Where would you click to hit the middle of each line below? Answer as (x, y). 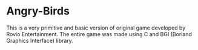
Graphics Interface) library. (40, 40)
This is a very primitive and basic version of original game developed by (96, 28)
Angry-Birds (38, 11)
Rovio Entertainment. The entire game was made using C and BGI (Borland (99, 34)
